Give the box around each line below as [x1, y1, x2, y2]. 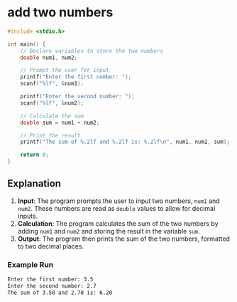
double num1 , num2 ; [20, 54, 78, 61]
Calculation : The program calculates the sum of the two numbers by [17, 219, 219, 228]
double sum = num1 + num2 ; [20, 119, 100, 126]
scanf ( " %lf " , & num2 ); [20, 99, 84, 107]
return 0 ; [20, 151, 50, 159]
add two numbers [7, 4, 114, 21]
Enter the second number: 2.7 [7, 283, 97, 290]
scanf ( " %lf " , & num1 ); [20, 80, 84, 88]
